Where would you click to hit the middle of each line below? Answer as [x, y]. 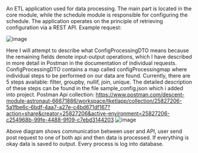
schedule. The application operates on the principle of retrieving [84, 21]
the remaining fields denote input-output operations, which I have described [99, 57]
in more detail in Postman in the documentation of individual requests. [92, 63]
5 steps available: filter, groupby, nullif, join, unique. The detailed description [99, 82]
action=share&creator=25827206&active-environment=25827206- [88, 113]
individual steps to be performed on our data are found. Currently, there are [98, 76]
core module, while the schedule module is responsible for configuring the [97, 15]
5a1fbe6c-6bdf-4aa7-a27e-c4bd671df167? [58, 107]
